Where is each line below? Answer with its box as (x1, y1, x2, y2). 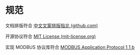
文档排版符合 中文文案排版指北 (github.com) (5, 22, 98, 29)
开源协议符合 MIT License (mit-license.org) (5, 33, 96, 39)
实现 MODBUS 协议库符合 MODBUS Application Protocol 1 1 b (5, 44, 135, 50)
